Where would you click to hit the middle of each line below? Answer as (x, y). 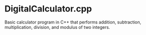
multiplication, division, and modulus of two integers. (57, 27)
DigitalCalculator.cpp (48, 9)
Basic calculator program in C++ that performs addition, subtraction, (73, 22)
